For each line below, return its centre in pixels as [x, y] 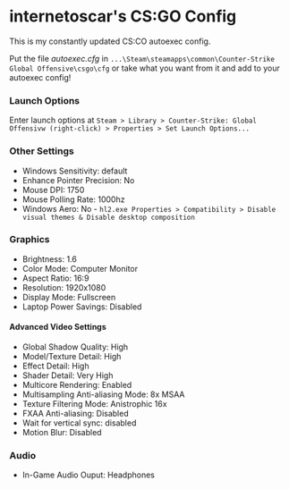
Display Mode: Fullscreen [69, 297]
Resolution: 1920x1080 [64, 287]
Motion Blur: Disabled [62, 433]
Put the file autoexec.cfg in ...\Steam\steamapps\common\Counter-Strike [142, 58]
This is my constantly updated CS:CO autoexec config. [110, 41]
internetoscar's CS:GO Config [123, 17]
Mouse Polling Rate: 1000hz [73, 199]
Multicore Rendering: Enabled [77, 385]
